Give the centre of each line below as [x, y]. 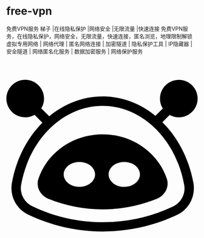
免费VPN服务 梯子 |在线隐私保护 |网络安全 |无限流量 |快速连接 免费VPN [95, 28]
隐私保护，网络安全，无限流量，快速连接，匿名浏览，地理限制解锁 [110, 36]
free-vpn [29, 11]
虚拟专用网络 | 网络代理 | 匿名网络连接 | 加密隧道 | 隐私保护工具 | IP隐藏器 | [99, 44]
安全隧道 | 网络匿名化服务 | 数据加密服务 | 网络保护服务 [75, 51]
